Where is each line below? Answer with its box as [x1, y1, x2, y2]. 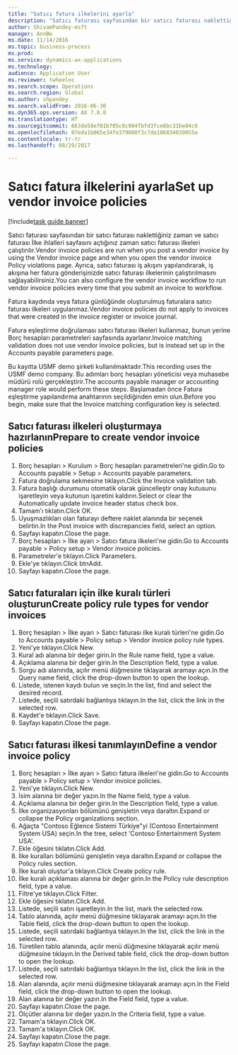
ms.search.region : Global [8, 89, 84, 96]
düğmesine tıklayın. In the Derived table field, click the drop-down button [18, 949, 229, 958]
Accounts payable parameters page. [8, 348, 114, 358]
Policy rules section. [18, 859, 78, 867]
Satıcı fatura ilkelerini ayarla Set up [8, 178, 214, 195]
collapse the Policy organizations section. [18, 814, 140, 822]
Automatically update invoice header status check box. [18, 498, 179, 507]
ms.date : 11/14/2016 [8, 37, 69, 44]
